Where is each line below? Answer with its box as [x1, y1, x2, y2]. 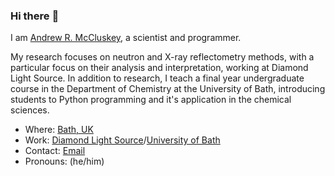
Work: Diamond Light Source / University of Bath [24, 134, 221, 146]
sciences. [10, 104, 50, 116]
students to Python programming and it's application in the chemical [10, 94, 292, 106]
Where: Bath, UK [24, 124, 94, 136]
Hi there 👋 [10, 9, 60, 23]
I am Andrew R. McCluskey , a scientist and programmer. [10, 32, 242, 44]
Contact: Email [24, 145, 86, 157]
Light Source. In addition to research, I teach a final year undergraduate [10, 72, 305, 84]
